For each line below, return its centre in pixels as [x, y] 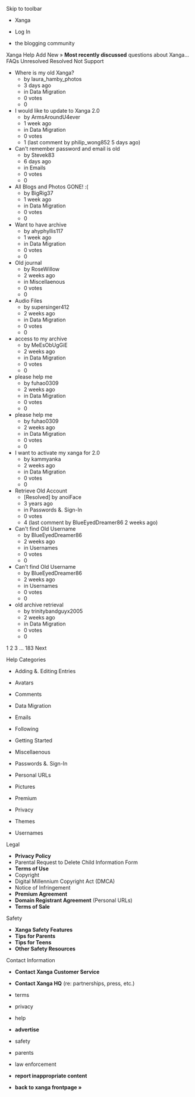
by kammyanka [42, 459]
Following [26, 729]
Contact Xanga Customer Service [57, 972]
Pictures [25, 787]
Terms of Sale [32, 907]
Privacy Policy [33, 856]
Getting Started [33, 740]
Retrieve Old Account [41, 491]
